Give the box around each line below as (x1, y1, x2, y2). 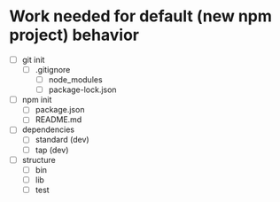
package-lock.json (48, 84, 117, 95)
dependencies (21, 124, 75, 135)
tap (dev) (35, 144, 69, 155)
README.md (35, 114, 82, 125)
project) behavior (9, 25, 140, 45)
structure (21, 154, 56, 165)
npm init (21, 95, 52, 105)
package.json (35, 105, 85, 115)
